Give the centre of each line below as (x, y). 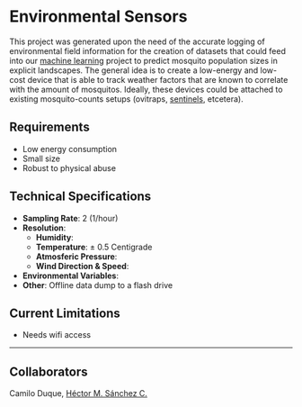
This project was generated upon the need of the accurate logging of (137, 41)
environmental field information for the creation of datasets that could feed (147, 50)
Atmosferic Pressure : (76, 256)
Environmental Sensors (98, 17)
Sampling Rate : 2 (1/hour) (70, 218)
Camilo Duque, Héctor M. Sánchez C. (79, 393)
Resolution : (44, 228)
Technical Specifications (80, 197)
